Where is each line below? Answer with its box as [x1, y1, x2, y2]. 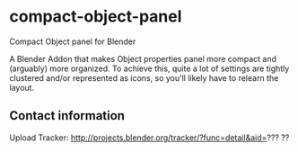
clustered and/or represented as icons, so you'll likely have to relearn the [9, 72, 279, 83]
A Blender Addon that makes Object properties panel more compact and [9, 53, 276, 64]
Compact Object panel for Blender [9, 36, 136, 47]
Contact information [9, 108, 126, 123]
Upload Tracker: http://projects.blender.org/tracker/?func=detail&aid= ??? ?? [9, 132, 290, 143]
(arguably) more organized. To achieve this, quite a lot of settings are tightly [9, 63, 290, 74]
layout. [9, 82, 34, 93]
